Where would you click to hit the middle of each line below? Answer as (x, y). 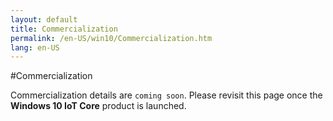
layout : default (44, 19)
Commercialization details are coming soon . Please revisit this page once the (166, 95)
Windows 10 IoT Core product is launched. (98, 106)
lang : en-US (35, 47)
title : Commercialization (64, 29)
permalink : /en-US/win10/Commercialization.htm (111, 38)
